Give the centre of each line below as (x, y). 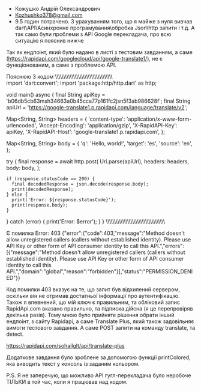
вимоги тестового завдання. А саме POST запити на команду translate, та (101, 328)
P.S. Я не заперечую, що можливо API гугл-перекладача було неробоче (99, 375)
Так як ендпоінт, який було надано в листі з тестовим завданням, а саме (100, 52)
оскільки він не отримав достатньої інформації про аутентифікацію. (93, 296)
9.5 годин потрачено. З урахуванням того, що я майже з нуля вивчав (103, 21)
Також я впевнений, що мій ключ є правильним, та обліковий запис (93, 302)
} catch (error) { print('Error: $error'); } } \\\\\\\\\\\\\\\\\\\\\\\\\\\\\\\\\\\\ (86, 221)
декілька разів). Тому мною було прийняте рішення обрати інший (90, 315)
